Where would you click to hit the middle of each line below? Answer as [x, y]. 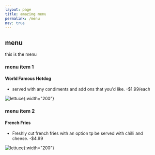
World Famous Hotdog [28, 78]
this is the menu [21, 54]
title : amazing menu [26, 14]
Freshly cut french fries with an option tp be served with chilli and [77, 133]
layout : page [18, 9]
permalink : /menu [23, 18]
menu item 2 [20, 111]
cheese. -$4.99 [28, 139]
